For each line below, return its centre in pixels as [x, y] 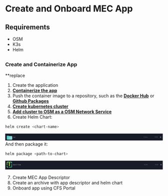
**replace [15, 75]
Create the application [35, 85]
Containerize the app [35, 90]
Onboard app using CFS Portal [44, 188]
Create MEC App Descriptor [41, 178]
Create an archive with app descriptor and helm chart [67, 183]
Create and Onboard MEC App [69, 9]
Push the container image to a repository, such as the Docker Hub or [83, 96]
